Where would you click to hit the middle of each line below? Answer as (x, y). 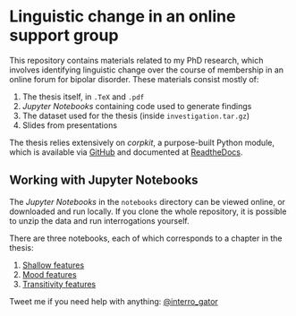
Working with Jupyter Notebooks (104, 180)
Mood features (50, 274)
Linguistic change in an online (123, 17)
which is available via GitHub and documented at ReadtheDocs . (126, 152)
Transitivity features (59, 284)
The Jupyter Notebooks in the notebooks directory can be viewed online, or (148, 201)
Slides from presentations (70, 125)
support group (64, 35)
